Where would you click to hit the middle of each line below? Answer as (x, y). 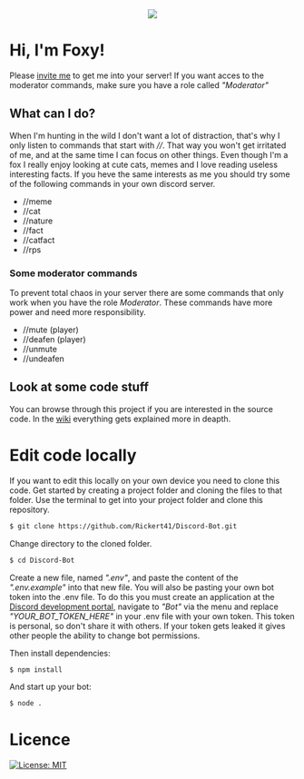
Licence (40, 740)
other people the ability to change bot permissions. (105, 636)
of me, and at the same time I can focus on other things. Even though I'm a (149, 154)
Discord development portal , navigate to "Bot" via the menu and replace (144, 606)
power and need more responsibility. (78, 312)
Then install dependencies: (60, 653)
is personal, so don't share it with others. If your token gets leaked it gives (147, 626)
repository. (29, 509)
